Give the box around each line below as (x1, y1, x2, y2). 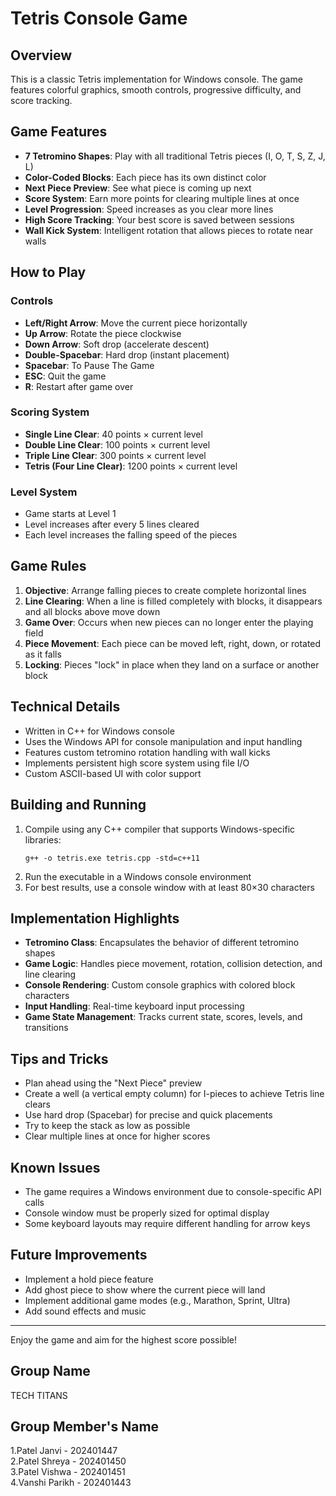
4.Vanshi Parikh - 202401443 (10, 1477, 132, 1489)
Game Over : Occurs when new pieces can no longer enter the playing (24, 616, 314, 628)
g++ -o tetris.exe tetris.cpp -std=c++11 (24, 853, 200, 863)
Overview (10, 47, 73, 64)
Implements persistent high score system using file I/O (24, 757, 250, 769)
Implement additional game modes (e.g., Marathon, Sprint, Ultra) (24, 1294, 291, 1306)
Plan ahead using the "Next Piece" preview (24, 1077, 203, 1089)
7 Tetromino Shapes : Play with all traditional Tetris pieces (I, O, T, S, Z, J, (24, 150, 326, 162)
